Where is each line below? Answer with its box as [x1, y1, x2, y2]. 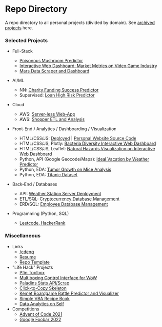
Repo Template [19, 259, 50, 265]
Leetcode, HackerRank [19, 220, 66, 226]
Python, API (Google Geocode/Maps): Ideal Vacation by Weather [19, 156, 150, 162]
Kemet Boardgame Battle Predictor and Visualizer [19, 290, 119, 296]
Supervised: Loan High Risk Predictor [19, 92, 95, 98]
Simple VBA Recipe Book [19, 295, 70, 302]
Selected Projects [5, 37, 48, 44]
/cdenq [19, 249, 34, 255]
